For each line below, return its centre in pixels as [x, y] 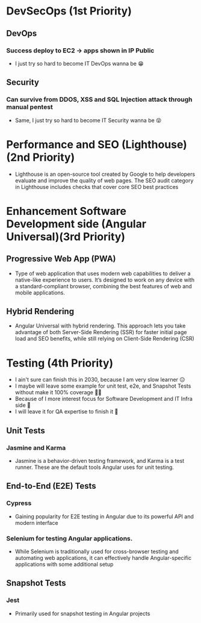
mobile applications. [40, 293]
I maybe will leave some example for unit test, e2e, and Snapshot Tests [103, 386]
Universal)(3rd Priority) [66, 237]
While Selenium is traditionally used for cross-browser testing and [97, 551]
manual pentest [29, 107]
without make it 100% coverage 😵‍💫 [58, 392]
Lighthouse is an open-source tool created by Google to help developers [105, 174]
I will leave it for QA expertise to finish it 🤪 [66, 412]
